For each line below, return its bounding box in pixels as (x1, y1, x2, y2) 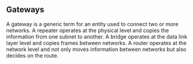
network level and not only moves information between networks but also (6, 46, 186, 53)
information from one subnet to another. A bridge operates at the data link (6, 33, 188, 40)
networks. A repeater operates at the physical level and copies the (6, 27, 169, 34)
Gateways (6, 5, 45, 15)
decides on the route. (6, 52, 59, 59)
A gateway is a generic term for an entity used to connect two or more (6, 20, 179, 27)
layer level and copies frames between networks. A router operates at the (6, 39, 187, 46)
